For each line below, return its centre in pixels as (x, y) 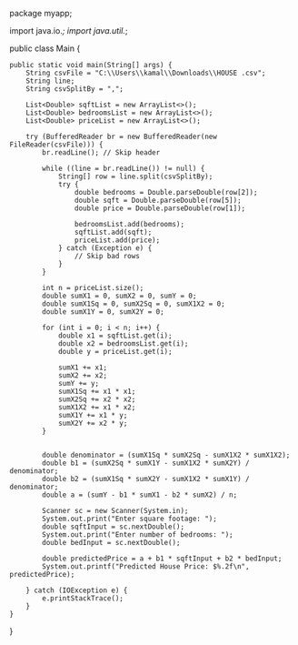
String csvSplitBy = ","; (75, 89)
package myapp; (41, 13)
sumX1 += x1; (82, 368)
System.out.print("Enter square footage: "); (130, 519)
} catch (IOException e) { (77, 590)
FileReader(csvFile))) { (56, 145)
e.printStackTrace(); (83, 599)
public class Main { (45, 48)
